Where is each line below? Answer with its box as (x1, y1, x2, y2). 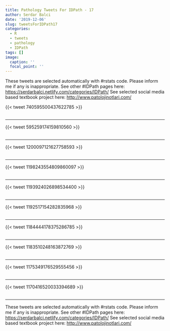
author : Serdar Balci (5, 12, 51, 17)
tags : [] (5, 50, 24, 55)
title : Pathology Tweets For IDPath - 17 (5, 7, 94, 13)
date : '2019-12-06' (5, 17, 47, 22)
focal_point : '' (10, 64, 44, 69)
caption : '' (10, 59, 35, 64)
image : (5, 54, 19, 60)
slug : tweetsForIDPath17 (5, 21, 58, 27)
